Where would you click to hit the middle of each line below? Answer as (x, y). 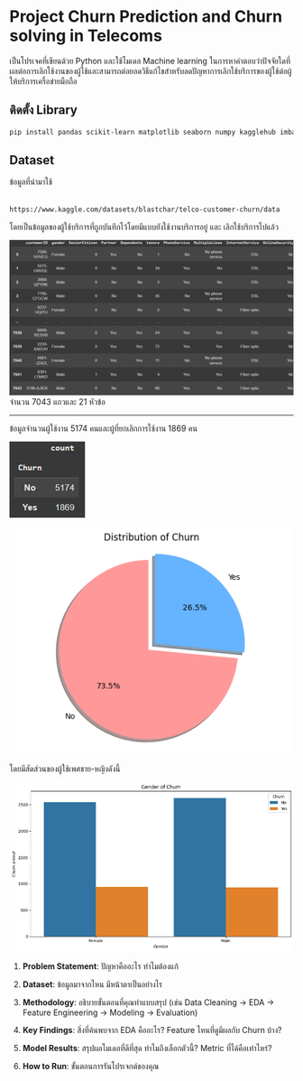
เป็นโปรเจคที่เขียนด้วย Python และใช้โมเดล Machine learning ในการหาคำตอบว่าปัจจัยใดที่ (150, 61)
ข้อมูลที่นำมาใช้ (31, 182)
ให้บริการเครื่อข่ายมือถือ (43, 81)
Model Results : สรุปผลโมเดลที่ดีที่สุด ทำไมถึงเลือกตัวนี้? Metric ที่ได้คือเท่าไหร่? (147, 1048)
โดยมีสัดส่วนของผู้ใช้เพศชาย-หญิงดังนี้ (65, 769)
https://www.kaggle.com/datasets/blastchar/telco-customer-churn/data (145, 210)
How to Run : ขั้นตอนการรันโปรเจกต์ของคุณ (91, 1066)
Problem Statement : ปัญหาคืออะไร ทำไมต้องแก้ (100, 966)
